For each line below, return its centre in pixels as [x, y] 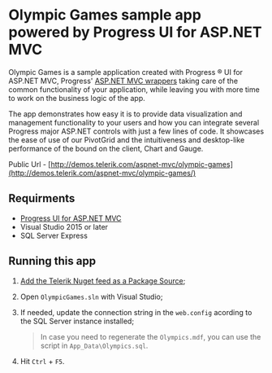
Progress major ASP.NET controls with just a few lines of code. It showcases [136, 131]
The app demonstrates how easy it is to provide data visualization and [125, 114]
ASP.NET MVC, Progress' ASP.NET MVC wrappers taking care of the [123, 81]
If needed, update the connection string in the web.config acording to [136, 312]
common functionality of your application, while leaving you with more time [134, 89]
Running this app [52, 261]
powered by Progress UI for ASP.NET [135, 32]
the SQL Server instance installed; [77, 321]
